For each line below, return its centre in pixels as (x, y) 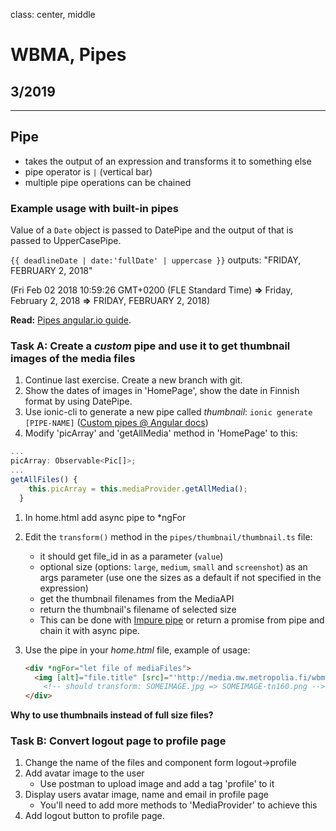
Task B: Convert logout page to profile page (118, 741)
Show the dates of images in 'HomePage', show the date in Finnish (162, 391)
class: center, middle (53, 14)
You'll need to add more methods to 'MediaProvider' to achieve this (178, 805)
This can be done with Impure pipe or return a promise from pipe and (182, 620)
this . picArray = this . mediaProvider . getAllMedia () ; (138, 489)
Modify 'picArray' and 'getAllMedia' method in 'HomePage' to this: (161, 433)
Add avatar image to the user (84, 773)
